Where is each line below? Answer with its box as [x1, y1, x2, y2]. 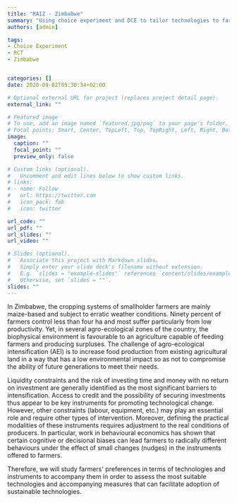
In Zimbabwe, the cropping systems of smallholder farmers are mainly [7, 302, 211, 311]
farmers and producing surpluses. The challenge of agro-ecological [7, 340, 205, 348]
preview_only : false [13, 153, 74, 160]
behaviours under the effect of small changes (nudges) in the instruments [7, 444, 221, 452]
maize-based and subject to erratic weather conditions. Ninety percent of [7, 310, 221, 319]
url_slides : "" [7, 231, 52, 238]
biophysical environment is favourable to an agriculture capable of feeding [7, 333, 224, 341]
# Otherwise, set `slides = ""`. [7, 276, 112, 283]
